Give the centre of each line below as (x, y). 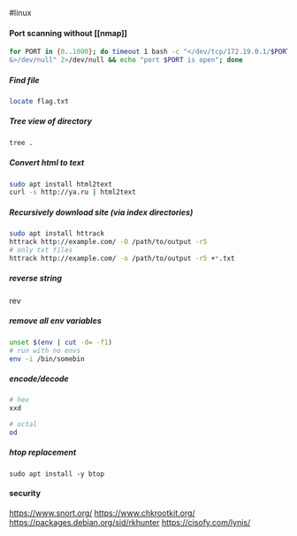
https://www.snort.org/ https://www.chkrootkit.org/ (103, 513)
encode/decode (39, 379)
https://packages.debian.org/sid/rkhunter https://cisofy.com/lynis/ (130, 523)
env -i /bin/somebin (47, 359)
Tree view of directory (51, 121)
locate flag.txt (39, 101)
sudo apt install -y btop (57, 474)
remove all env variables (55, 321)
